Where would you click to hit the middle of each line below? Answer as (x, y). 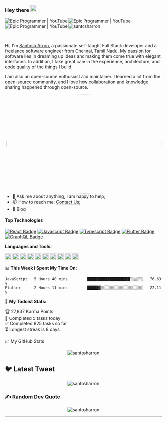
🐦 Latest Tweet (30, 369)
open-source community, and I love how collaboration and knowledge (77, 82)
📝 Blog (19, 209)
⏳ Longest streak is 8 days (32, 329)
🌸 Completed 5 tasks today (33, 318)
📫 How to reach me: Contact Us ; (46, 202)
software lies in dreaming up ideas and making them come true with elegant (83, 56)
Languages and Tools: (29, 246)
